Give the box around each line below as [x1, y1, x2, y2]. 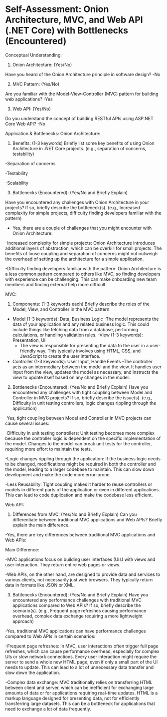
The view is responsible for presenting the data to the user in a [19, 342, 149, 348]
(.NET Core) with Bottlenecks [5, 25, 129, 36]
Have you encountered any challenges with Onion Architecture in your [5, 199, 150, 205]
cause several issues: [5, 420, 50, 426]
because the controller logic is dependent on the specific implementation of [5, 435, 161, 441]
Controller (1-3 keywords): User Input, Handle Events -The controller [12, 358, 153, 364]
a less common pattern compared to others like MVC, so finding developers [5, 271, 161, 277]
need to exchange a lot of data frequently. [5, 705, 91, 711]
